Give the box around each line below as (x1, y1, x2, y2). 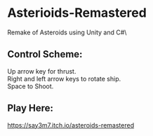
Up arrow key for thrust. (7, 67, 76, 75)
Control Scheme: (7, 48, 83, 60)
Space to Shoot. (7, 82, 54, 90)
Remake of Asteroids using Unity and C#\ (7, 28, 127, 36)
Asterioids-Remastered (7, 5, 147, 21)
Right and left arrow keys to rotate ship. (7, 74, 121, 83)
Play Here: (7, 102, 54, 114)
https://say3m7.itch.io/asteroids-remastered (7, 121, 135, 129)
